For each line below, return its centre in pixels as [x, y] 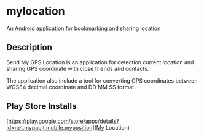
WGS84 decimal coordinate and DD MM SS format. [71, 87]
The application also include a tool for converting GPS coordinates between [102, 80]
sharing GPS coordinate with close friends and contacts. [78, 68]
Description [29, 47]
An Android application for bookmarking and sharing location [84, 28]
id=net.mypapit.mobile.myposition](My [55, 127]
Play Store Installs [41, 106]
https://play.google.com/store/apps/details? [64, 121]
